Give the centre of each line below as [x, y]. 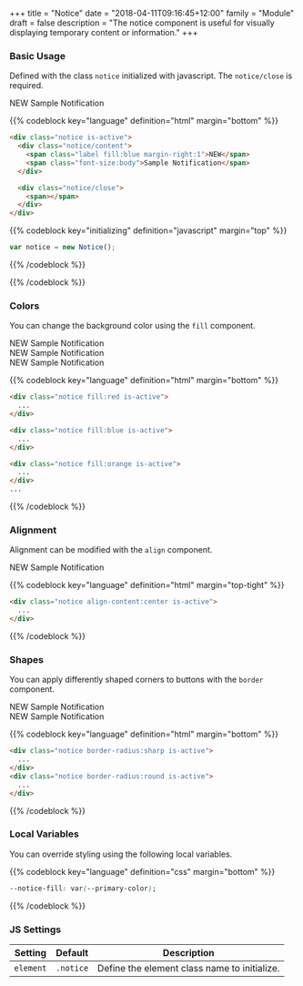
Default [72, 953]
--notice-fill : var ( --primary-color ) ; [83, 888]
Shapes [26, 659]
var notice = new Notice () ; [63, 248]
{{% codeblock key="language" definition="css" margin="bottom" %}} [142, 871]
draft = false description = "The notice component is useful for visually [142, 23]
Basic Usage [38, 56]
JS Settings [35, 930]
